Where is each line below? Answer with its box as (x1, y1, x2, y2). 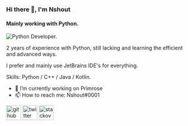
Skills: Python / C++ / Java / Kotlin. (6, 74, 91, 81)
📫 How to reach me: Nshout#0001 (14, 91, 100, 99)
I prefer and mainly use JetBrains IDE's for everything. (6, 62, 138, 69)
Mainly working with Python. (6, 20, 79, 27)
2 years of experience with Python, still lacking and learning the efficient (6, 44, 183, 52)
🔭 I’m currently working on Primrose (14, 85, 103, 92)
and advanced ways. (6, 51, 58, 58)
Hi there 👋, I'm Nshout (6, 5, 71, 14)
